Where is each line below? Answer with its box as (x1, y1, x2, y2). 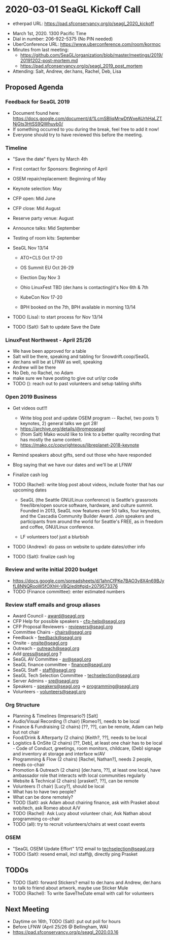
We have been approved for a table (12, 348, 86, 354)
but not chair (12, 729, 40, 735)
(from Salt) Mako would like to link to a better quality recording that (20, 431, 160, 437)
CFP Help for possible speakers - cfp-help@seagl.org (12, 618, 125, 624)
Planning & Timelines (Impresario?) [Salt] (12, 713, 98, 719)
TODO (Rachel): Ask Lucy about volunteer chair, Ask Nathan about (12, 811, 152, 817)
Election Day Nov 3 (20, 274, 60, 280)
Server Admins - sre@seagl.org (12, 678, 79, 684)
